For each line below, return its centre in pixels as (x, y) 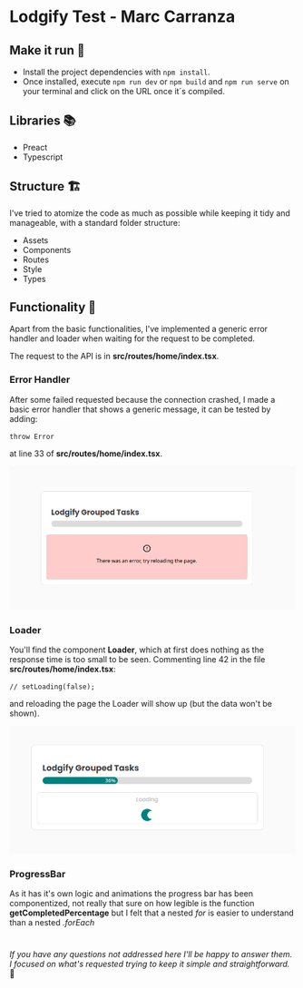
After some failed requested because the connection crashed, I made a (142, 399)
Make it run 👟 (47, 50)
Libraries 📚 (43, 121)
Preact (35, 147)
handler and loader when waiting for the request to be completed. (132, 338)
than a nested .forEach (52, 923)
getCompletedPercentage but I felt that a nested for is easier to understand (152, 913)
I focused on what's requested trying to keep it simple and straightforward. (150, 964)
